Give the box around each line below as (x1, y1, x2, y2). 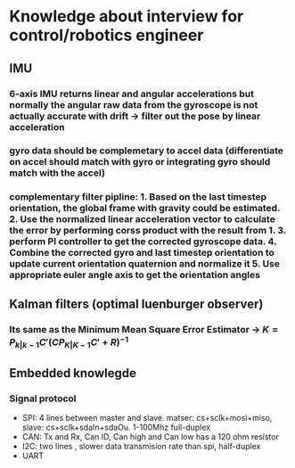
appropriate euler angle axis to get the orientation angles (9, 269, 261, 282)
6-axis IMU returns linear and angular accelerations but (9, 87, 254, 100)
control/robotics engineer (9, 25, 204, 45)
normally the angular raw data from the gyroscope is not (9, 98, 258, 111)
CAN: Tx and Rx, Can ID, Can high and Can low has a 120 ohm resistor (21, 431, 279, 442)
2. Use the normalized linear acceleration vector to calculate (9, 213, 276, 226)
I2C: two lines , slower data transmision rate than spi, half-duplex (21, 441, 261, 452)
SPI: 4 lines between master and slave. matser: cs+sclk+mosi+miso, (21, 413, 273, 423)
